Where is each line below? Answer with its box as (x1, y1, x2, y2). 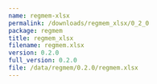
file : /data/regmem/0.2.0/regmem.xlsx (8, 64, 138, 72)
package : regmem (8, 26, 63, 34)
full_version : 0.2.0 (8, 57, 78, 65)
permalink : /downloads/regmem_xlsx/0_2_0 (8, 19, 150, 27)
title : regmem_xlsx (8, 34, 74, 42)
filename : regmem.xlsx (8, 42, 85, 50)
